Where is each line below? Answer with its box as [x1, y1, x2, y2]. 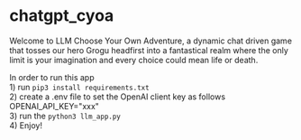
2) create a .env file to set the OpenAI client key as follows [9, 91, 226, 102]
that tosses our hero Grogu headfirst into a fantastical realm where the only [9, 44, 288, 55]
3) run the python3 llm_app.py [9, 110, 122, 121]
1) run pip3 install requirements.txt [9, 81, 150, 92]
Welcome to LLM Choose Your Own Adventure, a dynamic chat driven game [9, 35, 293, 46]
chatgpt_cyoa [9, 5, 114, 26]
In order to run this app [9, 71, 95, 82]
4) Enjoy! [9, 119, 43, 131]
